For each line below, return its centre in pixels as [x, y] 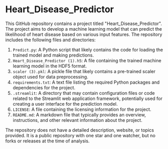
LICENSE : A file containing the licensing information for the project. [82, 109]
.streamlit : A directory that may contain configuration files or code [83, 93]
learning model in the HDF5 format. [50, 66]
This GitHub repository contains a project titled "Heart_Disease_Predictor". [84, 23]
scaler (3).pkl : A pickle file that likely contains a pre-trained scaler [84, 71]
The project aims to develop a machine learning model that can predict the [84, 29]
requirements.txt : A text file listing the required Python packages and [86, 82]
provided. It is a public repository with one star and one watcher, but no [80, 135]
